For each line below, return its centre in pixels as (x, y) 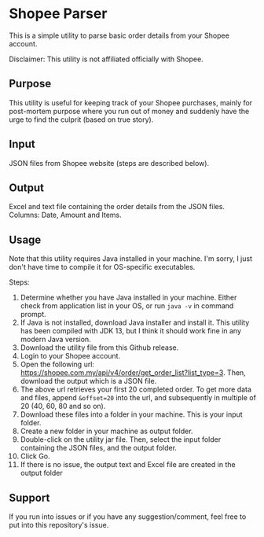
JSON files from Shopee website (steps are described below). (109, 163)
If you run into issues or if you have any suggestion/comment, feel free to (128, 517)
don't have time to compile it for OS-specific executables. (102, 267)
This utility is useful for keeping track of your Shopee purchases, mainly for (131, 102)
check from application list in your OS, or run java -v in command (127, 306)
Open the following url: (57, 364)
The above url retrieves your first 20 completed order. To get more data (136, 389)
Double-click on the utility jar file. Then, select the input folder (121, 440)
